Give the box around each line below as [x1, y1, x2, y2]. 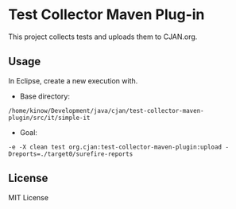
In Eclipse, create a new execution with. [8, 75, 138, 85]
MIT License [8, 192, 49, 202]
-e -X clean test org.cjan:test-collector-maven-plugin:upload [8, 143, 222, 151]
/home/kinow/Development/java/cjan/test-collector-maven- [8, 106, 204, 114]
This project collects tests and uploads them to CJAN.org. [8, 32, 198, 41]
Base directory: [19, 91, 70, 101]
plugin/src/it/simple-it [8, 114, 91, 122]
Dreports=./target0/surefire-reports [8, 149, 133, 158]
